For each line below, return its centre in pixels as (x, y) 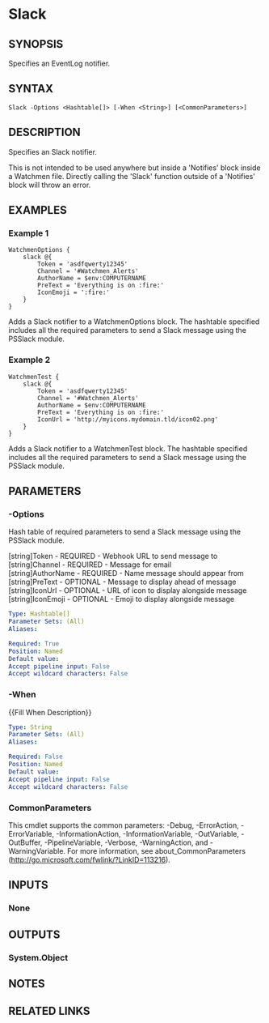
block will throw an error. (50, 185)
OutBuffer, (25, 842)
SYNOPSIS (36, 44)
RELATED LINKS (49, 1011)
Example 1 (29, 233)
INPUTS (28, 885)
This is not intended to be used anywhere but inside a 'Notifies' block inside (134, 168)
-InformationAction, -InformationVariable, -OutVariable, (148, 833)
